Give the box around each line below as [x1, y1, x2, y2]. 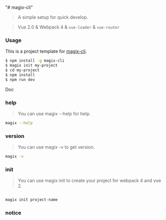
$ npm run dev [5, 77, 36, 82]
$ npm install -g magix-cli [5, 58, 65, 63]
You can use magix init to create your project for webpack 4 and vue [17, 178, 161, 184]
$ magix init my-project [5, 63, 58, 68]
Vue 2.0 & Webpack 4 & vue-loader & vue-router [17, 24, 120, 30]
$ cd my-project [5, 68, 40, 73]
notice [5, 209, 22, 216]
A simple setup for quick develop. [17, 14, 88, 20]
